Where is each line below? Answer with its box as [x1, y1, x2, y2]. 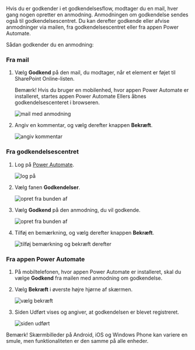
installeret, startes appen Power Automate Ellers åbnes [14, 93, 147, 100]
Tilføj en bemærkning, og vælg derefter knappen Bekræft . [14, 229, 155, 236]
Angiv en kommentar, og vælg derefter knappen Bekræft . [14, 122, 153, 129]
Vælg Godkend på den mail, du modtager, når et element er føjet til [14, 69, 176, 76]
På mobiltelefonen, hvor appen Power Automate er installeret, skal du [14, 268, 182, 275]
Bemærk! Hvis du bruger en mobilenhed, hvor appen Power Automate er [14, 87, 189, 94]
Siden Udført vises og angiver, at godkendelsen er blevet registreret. [14, 308, 179, 315]
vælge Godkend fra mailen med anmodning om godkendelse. [14, 274, 163, 282]
